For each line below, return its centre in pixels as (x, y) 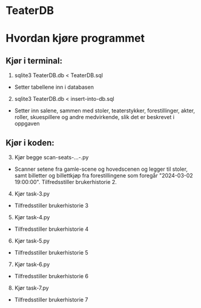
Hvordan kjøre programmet (75, 39)
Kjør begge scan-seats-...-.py (51, 157)
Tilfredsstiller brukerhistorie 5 (51, 252)
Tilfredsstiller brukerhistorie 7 (51, 299)
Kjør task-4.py (32, 217)
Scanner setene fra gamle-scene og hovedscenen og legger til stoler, (101, 169)
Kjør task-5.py (32, 241)
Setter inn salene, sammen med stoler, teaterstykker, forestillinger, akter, (104, 111)
